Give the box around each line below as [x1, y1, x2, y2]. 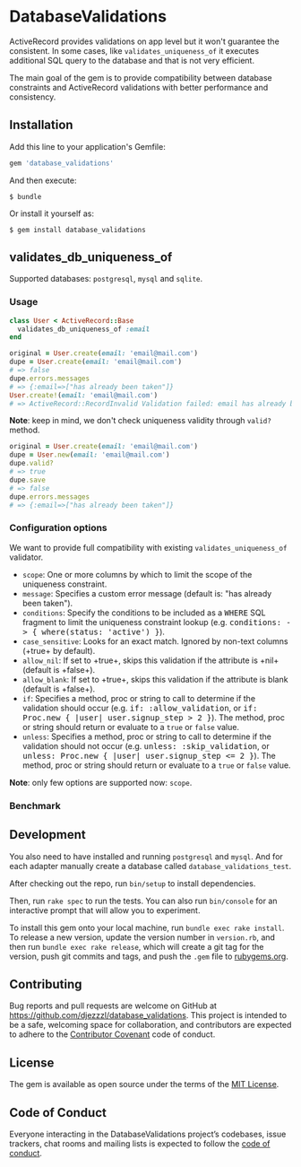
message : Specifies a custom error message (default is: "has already [21, 588, 272, 598]
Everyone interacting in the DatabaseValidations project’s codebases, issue [9, 1128, 287, 1139]
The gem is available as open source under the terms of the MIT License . [9, 1079, 279, 1090]
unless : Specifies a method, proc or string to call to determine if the [21, 731, 271, 742]
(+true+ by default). [21, 645, 96, 656]
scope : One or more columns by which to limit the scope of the [21, 569, 253, 579]
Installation [9, 118, 73, 133]
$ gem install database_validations [9, 225, 146, 234]
